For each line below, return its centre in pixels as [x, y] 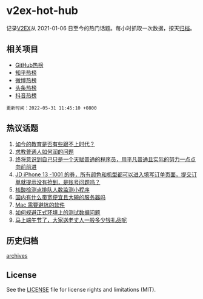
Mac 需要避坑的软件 [40, 205]
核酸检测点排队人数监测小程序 [52, 190]
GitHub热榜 [29, 65]
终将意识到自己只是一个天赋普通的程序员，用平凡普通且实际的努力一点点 [105, 159]
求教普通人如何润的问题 [44, 151]
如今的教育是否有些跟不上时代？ [55, 144]
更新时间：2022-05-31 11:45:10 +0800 [52, 108]
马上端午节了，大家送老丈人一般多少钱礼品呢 [71, 220]
